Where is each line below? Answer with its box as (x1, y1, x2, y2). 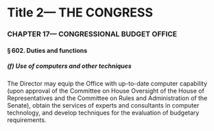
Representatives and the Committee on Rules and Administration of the (7, 94, 208, 102)
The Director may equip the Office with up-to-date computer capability (7, 79, 208, 87)
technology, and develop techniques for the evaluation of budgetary (7, 108, 200, 117)
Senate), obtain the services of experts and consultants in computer (7, 101, 200, 109)
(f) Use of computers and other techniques (7, 62, 132, 70)
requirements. (7, 115, 47, 124)
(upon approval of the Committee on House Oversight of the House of (7, 86, 204, 95)
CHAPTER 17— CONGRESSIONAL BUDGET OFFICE (7, 29, 178, 39)
